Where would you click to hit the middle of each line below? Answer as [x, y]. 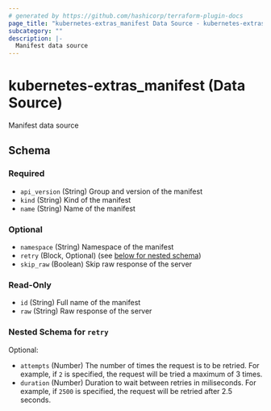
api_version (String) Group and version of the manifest [111, 191]
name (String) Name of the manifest [77, 208]
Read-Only [30, 285]
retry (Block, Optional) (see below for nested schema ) [110, 256]
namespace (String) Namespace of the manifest [97, 247]
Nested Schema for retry [58, 332]
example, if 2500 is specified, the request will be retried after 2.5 [126, 391]
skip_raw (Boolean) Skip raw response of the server [106, 264]
